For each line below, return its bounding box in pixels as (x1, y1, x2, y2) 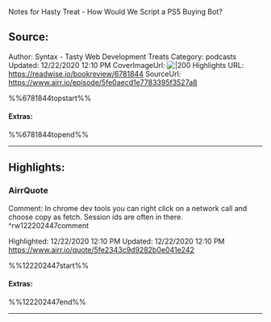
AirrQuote (8, 185, 48, 197)
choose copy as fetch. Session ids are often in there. (8, 212, 183, 222)
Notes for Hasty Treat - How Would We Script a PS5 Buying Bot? (8, 7, 223, 16)
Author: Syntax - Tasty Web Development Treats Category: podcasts (8, 52, 236, 61)
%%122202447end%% (8, 297, 86, 307)
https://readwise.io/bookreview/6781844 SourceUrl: (8, 69, 181, 78)
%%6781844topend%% (8, 129, 89, 140)
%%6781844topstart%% (8, 93, 91, 103)
